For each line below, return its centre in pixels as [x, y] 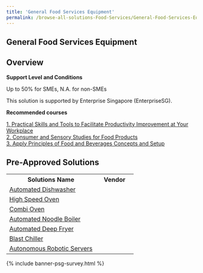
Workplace [20, 130]
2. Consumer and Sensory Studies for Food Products [72, 137]
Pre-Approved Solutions [53, 163]
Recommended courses [37, 112]
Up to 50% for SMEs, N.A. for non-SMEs [56, 89]
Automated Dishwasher [43, 189]
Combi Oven [27, 209]
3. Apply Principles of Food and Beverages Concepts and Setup [85, 143]
